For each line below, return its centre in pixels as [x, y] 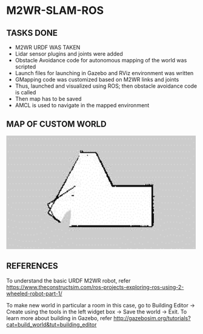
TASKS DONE [32, 33]
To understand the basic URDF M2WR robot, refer [68, 280]
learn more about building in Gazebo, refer [59, 318]
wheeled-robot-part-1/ [34, 293]
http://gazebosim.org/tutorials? [152, 318]
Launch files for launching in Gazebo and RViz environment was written [104, 73]
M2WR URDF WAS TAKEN [48, 47]
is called [25, 92]
